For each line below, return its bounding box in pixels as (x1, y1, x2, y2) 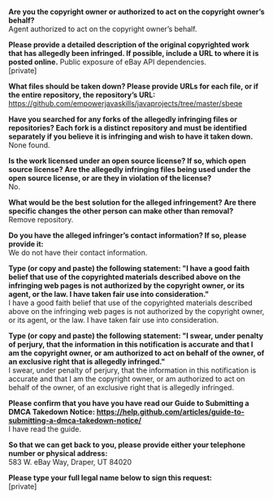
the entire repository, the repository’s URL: (8, 90, 156, 100)
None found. (8, 140, 50, 149)
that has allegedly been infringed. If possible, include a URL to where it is (8, 49, 259, 58)
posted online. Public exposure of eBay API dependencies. (8, 57, 207, 67)
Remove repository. (8, 215, 74, 224)
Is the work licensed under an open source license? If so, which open (8, 156, 246, 166)
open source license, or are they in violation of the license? (8, 174, 212, 183)
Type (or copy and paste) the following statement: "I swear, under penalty (8, 331, 264, 340)
